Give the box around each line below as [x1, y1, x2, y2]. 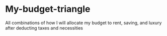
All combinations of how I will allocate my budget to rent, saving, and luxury [5, 20, 162, 26]
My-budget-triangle [5, 3, 91, 15]
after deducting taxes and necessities [5, 25, 83, 31]
